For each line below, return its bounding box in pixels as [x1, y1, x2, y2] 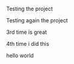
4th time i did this [6, 40, 49, 47]
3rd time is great [6, 28, 47, 36]
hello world [6, 52, 34, 59]
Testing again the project [6, 17, 68, 24]
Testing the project [6, 5, 53, 12]
